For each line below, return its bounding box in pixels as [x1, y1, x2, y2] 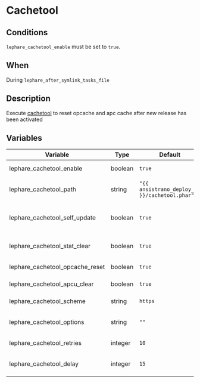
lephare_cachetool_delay [9, 360, 79, 368]
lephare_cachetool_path [9, 186, 76, 194]
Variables [6, 133, 43, 143]
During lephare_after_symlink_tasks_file [6, 76, 110, 84]
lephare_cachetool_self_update [9, 214, 96, 222]
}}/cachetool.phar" [139, 192, 195, 199]
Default [159, 150, 181, 159]
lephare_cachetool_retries [9, 339, 82, 347]
